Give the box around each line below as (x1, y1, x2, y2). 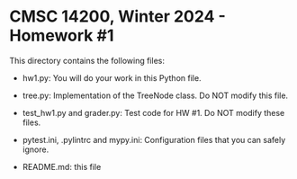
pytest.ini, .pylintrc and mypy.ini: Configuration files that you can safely (22, 134, 286, 145)
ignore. (22, 144, 49, 155)
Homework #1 (9, 25, 114, 46)
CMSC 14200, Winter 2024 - (9, 6, 227, 27)
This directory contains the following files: (9, 55, 165, 66)
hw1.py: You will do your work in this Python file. (22, 72, 202, 83)
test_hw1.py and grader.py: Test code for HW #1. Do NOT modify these (22, 107, 285, 118)
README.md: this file (22, 161, 102, 172)
